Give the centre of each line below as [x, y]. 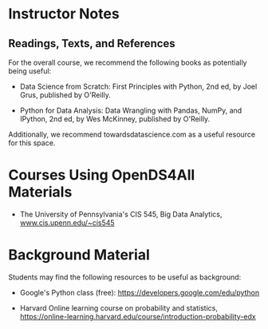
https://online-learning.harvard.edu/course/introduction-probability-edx [138, 316]
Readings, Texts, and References [92, 44]
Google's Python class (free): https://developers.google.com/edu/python [140, 292]
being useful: [30, 71]
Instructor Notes [64, 14]
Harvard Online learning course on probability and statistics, [118, 307]
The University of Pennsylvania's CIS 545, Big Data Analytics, [121, 214]
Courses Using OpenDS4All [102, 175]
